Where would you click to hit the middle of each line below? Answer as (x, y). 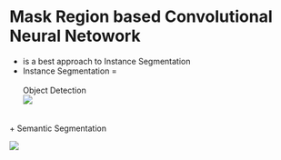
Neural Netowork (75, 36)
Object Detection (54, 90)
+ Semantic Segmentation (58, 128)
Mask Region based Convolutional (141, 17)
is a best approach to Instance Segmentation (106, 61)
